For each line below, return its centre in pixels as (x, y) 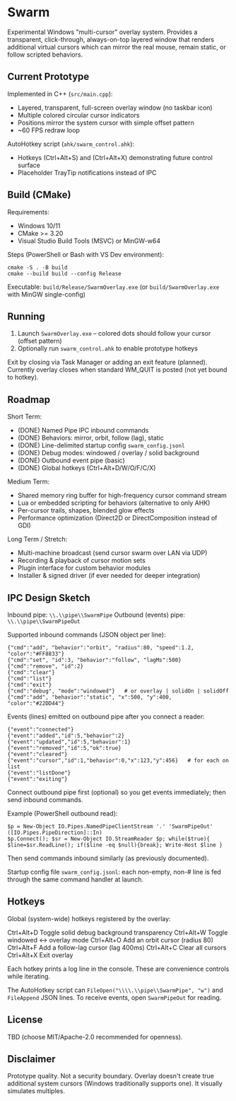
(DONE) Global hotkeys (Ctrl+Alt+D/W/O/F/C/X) (87, 468)
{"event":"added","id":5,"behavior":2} (66, 736)
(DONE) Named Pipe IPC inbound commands (83, 430)
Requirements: (28, 212)
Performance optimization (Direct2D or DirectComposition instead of (117, 518)
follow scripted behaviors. (45, 55)
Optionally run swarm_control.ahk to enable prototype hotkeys (107, 348)
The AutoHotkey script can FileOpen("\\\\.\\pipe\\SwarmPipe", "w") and (115, 990)
